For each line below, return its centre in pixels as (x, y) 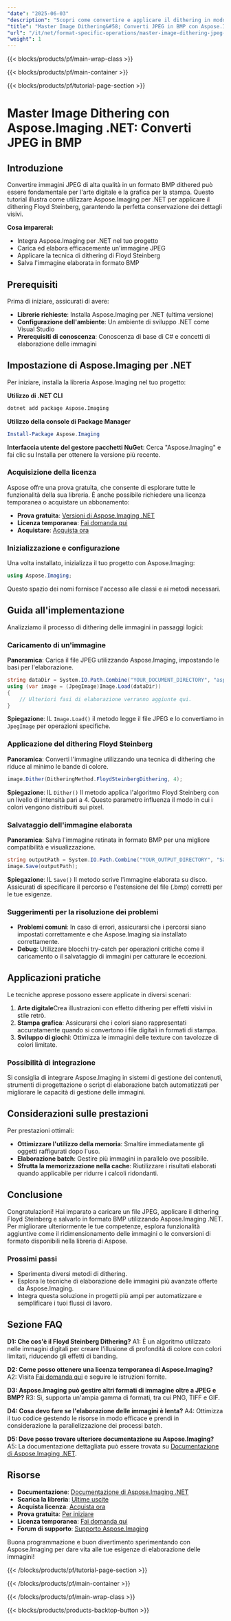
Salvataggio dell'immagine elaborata (70, 825)
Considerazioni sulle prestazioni (78, 1114)
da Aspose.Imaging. (45, 1288)
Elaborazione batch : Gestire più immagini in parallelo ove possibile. (113, 1158)
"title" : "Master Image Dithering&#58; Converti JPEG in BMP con (102, 26)
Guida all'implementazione (66, 610)
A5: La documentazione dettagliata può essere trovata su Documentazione (113, 1446)
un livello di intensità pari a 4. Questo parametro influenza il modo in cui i (110, 799)
